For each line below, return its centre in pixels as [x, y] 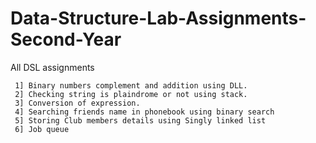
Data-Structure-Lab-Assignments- [158, 18]
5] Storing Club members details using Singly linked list [140, 120]
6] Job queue [42, 129]
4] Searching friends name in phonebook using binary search [144, 112]
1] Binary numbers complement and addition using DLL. [131, 85]
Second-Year [66, 39]
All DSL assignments [52, 67]
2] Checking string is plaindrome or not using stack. [131, 94]
